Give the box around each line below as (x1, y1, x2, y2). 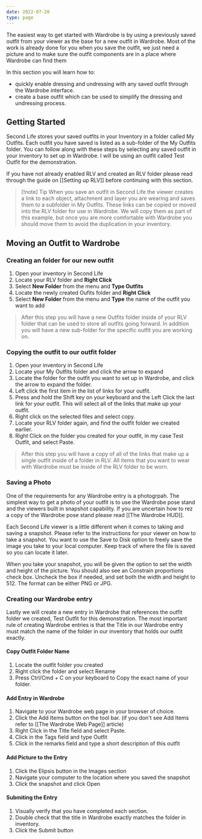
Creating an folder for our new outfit (6, 256, 115, 265)
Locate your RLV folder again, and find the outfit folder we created (14, 419, 180, 426)
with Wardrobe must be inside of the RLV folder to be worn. (21, 463, 169, 471)
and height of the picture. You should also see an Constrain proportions (6, 567, 184, 574)
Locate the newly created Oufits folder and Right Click (14, 289, 151, 296)
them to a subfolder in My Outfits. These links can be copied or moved (21, 201, 197, 208)
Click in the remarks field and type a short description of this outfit (14, 740, 180, 747)
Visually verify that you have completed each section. (14, 807, 149, 814)
